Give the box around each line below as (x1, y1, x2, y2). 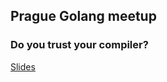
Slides (10, 60, 36, 73)
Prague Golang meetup (10, 8, 157, 25)
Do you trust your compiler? (10, 38, 149, 52)
